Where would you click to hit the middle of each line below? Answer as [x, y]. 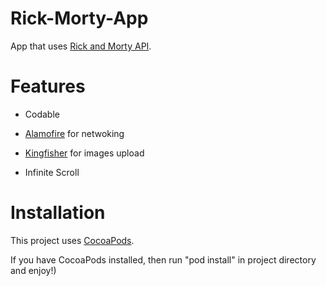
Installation [58, 213]
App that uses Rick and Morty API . [81, 46]
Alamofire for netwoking [74, 133]
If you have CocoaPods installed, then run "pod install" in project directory [163, 259]
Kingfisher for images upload [84, 153]
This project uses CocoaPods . [72, 240]
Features [48, 86]
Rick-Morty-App [79, 18]
